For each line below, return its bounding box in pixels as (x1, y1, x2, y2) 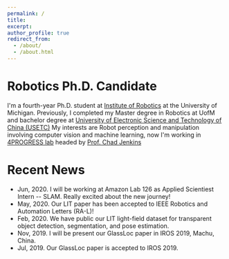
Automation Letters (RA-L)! (17, 207, 94, 215)
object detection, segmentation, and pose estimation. (17, 222, 170, 230)
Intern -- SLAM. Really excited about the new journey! (17, 192, 171, 200)
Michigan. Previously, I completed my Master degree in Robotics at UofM (7, 108, 216, 117)
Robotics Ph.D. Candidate (7, 79, 157, 94)
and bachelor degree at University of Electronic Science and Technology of (7, 115, 222, 124)
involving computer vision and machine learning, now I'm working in (7, 131, 201, 139)
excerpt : (7, 23, 33, 30)
